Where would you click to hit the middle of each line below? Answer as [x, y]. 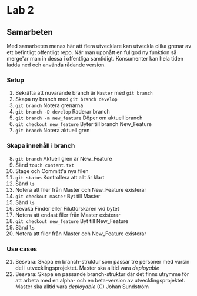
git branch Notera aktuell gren [52, 131]
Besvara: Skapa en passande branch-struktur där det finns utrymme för [102, 274]
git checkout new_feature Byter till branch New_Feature [84, 124]
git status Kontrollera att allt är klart [60, 177]
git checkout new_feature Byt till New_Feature [72, 221]
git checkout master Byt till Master [58, 196]
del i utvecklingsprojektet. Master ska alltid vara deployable [87, 268]
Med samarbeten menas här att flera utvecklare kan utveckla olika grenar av [99, 46]
